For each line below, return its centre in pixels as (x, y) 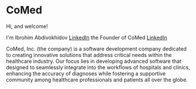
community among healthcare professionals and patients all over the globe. (97, 80)
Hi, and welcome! (27, 26)
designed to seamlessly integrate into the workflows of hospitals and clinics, (98, 67)
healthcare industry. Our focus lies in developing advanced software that (94, 61)
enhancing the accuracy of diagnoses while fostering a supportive (86, 73)
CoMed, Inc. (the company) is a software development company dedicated (97, 49)
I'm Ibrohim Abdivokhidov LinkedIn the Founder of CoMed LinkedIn (87, 37)
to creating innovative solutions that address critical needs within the (89, 55)
